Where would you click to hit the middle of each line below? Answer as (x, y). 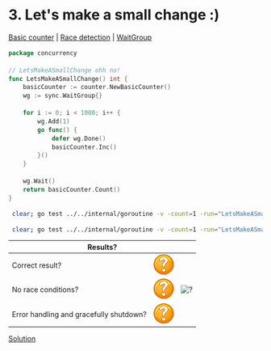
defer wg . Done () (79, 138)
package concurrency (43, 53)
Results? (102, 247)
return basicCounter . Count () (72, 189)
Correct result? (37, 265)
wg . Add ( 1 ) (54, 121)
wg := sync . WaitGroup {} (63, 96)
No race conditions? (45, 290)
